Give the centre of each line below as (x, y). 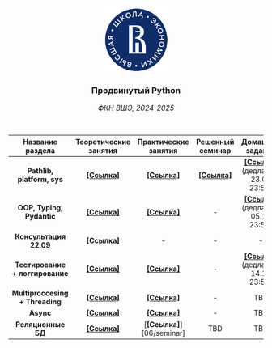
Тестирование (40, 265)
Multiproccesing (40, 293)
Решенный (215, 142)
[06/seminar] (164, 333)
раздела (40, 150)
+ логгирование (40, 273)
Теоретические (103, 142)
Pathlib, (40, 171)
